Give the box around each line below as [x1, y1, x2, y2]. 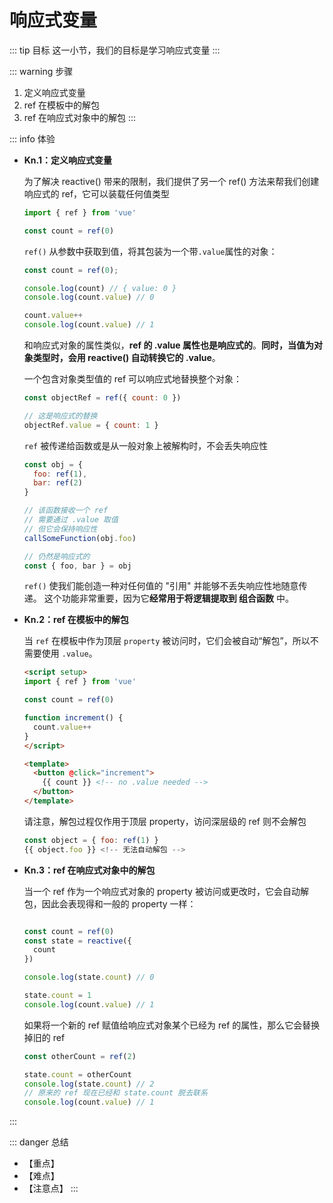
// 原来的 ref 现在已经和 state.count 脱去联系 [23, 1088, 208, 1098]
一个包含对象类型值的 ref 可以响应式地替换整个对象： [23, 373, 243, 385]
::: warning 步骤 [9, 65, 74, 77]
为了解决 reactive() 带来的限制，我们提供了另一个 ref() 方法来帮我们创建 [23, 175, 320, 187]
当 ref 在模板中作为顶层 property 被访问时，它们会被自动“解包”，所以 [23, 635, 311, 647]
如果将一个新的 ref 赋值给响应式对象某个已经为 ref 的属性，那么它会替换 [23, 1019, 321, 1031]
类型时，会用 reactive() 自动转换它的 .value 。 [32, 352, 221, 364]
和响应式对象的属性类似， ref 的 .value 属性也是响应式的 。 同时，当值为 [23, 339, 314, 351]
